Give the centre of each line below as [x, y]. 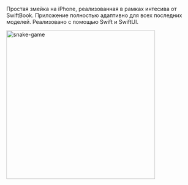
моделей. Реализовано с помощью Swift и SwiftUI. [73, 22]
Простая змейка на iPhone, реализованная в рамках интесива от [92, 9]
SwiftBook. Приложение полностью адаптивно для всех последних [94, 15]
